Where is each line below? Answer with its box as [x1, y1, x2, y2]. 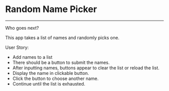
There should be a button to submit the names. [12, 59, 110, 65]
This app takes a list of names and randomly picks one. [5, 34, 120, 41]
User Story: [5, 44, 29, 50]
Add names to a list [12, 54, 53, 60]
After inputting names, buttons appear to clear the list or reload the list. [12, 64, 160, 71]
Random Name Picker [5, 4, 97, 15]
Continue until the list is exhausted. [12, 80, 86, 86]
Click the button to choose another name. [12, 75, 99, 81]
